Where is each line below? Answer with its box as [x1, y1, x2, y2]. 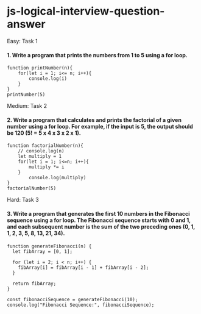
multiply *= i [29, 164, 65, 170]
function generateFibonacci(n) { [7, 243, 92, 249]
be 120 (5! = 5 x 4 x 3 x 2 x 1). [7, 129, 81, 137]
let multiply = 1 [18, 154, 62, 160]
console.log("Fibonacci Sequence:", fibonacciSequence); [7, 302, 155, 308]
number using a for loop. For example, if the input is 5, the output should [7, 123, 194, 130]
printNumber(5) [7, 91, 46, 98]
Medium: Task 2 [7, 102, 48, 110]
